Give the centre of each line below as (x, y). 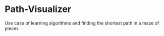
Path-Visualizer (38, 9)
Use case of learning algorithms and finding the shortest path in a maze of (82, 23)
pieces (12, 28)
